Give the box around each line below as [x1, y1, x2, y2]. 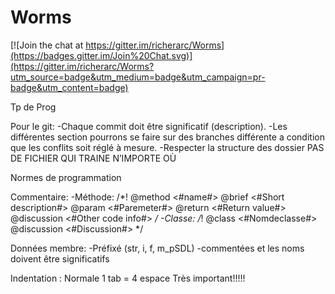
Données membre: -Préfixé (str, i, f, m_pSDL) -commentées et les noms [10, 242, 305, 254]
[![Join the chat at [10, 39, 84, 51]
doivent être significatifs [10, 252, 110, 265]
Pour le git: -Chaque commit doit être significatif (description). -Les [10, 120, 288, 132]
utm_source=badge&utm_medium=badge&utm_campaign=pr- [10, 71, 266, 83]
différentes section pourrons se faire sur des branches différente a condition [10, 131, 325, 143]
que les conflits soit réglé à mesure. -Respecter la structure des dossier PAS [10, 141, 325, 153]
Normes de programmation [10, 171, 122, 183]
